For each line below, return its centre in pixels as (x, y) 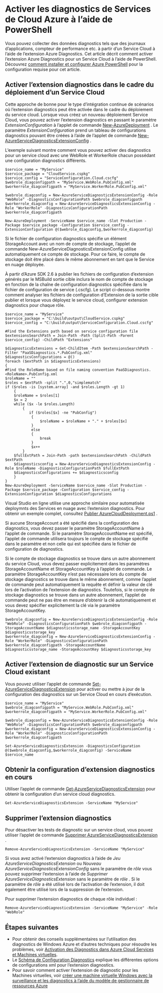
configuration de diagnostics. (35, 549)
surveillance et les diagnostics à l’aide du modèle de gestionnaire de (81, 981)
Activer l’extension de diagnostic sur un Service (79, 664)
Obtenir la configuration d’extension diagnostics (80, 769)
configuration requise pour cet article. (43, 69)
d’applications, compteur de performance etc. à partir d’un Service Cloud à (80, 48)
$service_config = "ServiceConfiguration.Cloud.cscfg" (62, 178)
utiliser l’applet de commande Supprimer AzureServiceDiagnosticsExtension (81, 835)
